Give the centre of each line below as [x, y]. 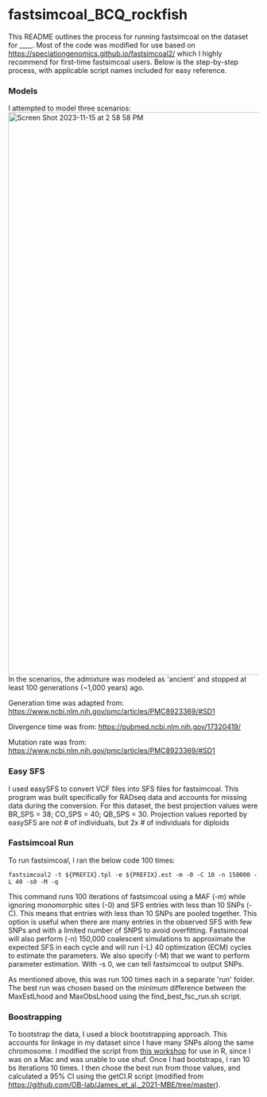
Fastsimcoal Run [41, 843]
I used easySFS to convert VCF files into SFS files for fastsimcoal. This [124, 789]
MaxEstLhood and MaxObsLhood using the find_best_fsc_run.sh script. [125, 996]
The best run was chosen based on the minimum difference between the [127, 987]
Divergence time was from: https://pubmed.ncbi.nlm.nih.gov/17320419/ [124, 727]
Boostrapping [35, 1017]
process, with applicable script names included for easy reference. [118, 70]
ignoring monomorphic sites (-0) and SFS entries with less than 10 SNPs [126, 905]
